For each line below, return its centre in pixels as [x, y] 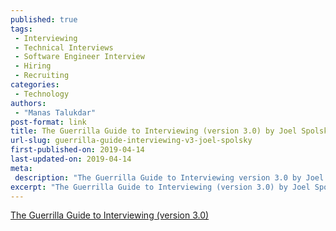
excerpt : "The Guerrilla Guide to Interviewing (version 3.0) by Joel [160, 187]
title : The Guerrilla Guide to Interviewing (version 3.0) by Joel [154, 131]
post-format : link [48, 122]
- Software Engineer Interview [79, 57]
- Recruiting [42, 76]
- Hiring [33, 66]
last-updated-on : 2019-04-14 [71, 159]
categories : [35, 85]
